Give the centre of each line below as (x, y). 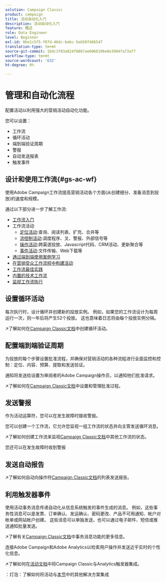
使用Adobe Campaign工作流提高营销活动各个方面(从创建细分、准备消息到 (80, 192)
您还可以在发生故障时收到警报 (35, 448)
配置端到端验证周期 (34, 346)
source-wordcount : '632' (31, 61)
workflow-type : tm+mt (27, 56)
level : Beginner (22, 38)
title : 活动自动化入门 (26, 19)
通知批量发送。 (24, 526)
